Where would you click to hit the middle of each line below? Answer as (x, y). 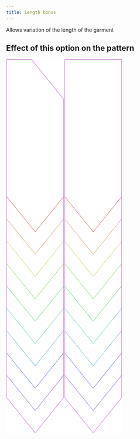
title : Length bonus (31, 12)
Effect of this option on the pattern (70, 48)
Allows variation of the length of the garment (60, 30)
